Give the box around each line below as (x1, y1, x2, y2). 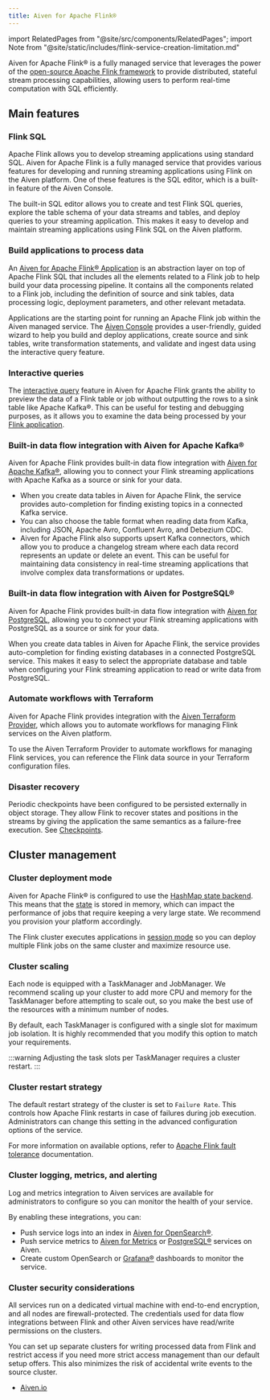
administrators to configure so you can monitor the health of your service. (8, 1196, 253, 1206)
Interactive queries (8, 367, 84, 378)
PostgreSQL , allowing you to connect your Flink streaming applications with (8, 615, 259, 624)
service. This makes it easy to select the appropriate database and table (8, 656, 247, 665)
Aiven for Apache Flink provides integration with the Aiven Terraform (8, 711, 235, 721)
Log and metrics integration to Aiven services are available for (8, 1188, 215, 1197)
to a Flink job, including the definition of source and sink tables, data (8, 289, 235, 299)
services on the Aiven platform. (8, 728, 112, 738)
